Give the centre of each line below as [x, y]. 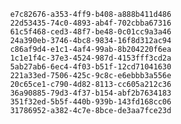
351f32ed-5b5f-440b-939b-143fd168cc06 [90, 102]
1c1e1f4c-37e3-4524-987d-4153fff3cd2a [90, 58]
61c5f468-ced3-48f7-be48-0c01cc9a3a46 [90, 32]
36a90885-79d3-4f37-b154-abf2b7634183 [90, 93]
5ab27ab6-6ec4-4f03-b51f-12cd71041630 [90, 67]
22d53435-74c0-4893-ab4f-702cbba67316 [90, 23]
